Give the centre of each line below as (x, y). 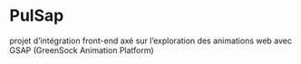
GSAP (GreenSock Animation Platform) (82, 50)
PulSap (37, 16)
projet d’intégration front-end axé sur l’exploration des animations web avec (151, 41)
